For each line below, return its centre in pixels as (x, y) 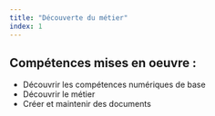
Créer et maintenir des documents (87, 104)
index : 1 (26, 26)
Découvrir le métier (59, 94)
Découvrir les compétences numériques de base (114, 85)
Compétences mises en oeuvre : (103, 63)
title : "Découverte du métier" (69, 18)
